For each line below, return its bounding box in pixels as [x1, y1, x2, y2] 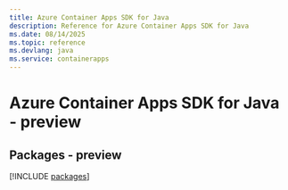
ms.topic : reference [9, 37, 86, 47]
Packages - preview [9, 147, 122, 162]
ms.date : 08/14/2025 [9, 29, 86, 38]
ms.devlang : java [9, 46, 74, 55]
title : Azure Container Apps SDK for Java [9, 12, 169, 22]
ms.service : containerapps [9, 54, 110, 63]
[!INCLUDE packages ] [9, 171, 90, 181]
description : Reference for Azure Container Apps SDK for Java [9, 21, 250, 30]
